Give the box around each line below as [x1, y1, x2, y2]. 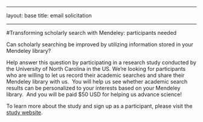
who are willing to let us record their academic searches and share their [6, 72, 185, 79]
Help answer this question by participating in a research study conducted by [6, 59, 196, 66]
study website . [6, 109, 43, 116]
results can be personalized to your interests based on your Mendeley [6, 85, 181, 91]
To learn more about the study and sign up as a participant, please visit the [6, 103, 193, 109]
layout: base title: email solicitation [6, 12, 92, 19]
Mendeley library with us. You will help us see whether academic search [6, 78, 188, 85]
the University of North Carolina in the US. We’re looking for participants [6, 66, 186, 72]
